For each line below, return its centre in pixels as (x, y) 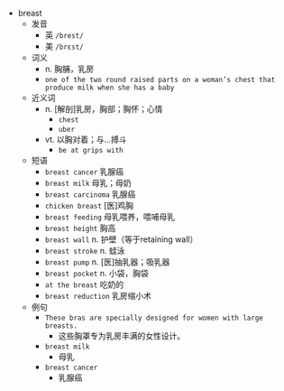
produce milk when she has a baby (110, 88)
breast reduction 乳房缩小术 (98, 296)
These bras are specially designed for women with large (154, 318)
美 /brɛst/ (64, 46)
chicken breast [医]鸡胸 (89, 205)
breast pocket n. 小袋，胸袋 (96, 273)
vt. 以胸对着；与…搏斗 (86, 140)
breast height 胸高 (80, 228)
